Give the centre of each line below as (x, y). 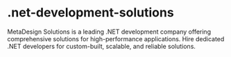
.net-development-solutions (91, 13)
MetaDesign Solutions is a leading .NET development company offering (109, 32)
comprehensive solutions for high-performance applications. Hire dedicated (116, 38)
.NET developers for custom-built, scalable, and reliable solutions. (102, 46)
